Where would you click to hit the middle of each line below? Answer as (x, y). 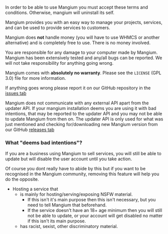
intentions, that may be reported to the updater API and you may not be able (84, 113)
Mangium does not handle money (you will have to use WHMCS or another (82, 37)
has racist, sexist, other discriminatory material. (69, 226)
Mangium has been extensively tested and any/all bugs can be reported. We (84, 58)
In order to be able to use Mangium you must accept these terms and (77, 7)
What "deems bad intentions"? (44, 143)
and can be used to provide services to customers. (58, 28)
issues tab (16, 93)
